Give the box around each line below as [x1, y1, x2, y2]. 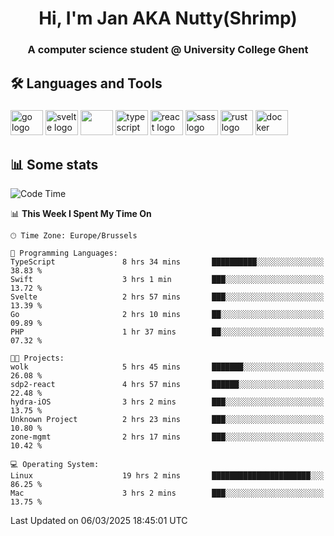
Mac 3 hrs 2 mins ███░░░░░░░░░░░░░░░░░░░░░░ [10, 488, 325, 499]
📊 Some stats [10, 156, 99, 173]
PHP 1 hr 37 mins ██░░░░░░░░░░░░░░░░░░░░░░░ [10, 327, 325, 337]
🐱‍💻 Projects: [10, 353, 65, 364]
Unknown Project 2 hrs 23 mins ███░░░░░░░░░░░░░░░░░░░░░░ [10, 415, 325, 425]
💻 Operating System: [10, 460, 100, 470]
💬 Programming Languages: [10, 248, 118, 259]
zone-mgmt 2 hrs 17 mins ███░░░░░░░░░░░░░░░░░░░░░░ [10, 432, 325, 442]
